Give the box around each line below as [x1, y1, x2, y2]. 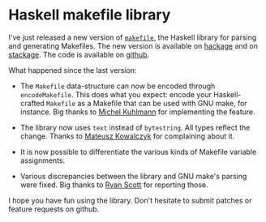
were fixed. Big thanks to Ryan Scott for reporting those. [19, 180, 208, 190]
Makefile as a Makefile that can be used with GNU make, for [45, 98, 247, 108]
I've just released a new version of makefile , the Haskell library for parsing [8, 32, 257, 42]
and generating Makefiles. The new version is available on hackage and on [8, 41, 258, 50]
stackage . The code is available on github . [8, 49, 150, 59]
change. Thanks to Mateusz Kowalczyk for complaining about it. [19, 131, 235, 141]
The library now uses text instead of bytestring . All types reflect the [19, 122, 251, 132]
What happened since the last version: [8, 65, 137, 75]
